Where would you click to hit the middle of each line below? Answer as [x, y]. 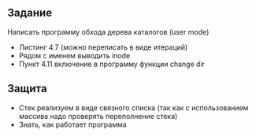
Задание [30, 13]
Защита [28, 89]
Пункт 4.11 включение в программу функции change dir [112, 64]
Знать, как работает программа [72, 124]
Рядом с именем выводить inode [74, 55]
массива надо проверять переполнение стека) [98, 116]
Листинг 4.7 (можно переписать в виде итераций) [103, 47]
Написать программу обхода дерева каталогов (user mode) [108, 31]
